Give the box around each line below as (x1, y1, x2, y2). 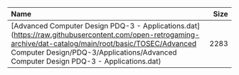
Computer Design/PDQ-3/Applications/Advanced (11, 47, 177, 57)
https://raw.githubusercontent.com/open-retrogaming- (14, 30, 200, 40)
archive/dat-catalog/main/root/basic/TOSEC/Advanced (11, 39, 197, 48)
